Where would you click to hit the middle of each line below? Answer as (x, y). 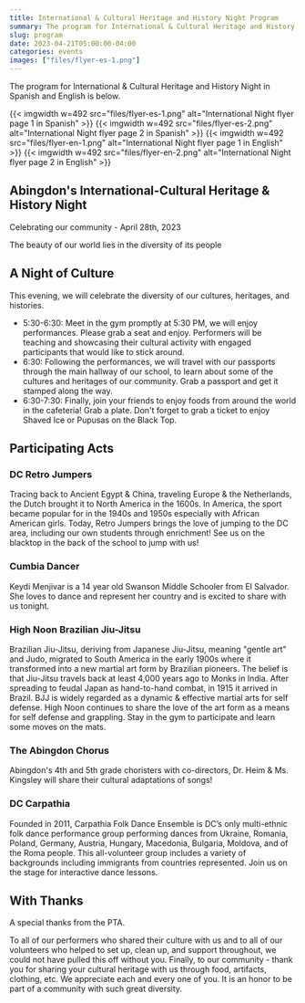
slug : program (36, 35)
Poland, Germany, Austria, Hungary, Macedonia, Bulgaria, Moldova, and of (149, 843)
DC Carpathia (40, 804)
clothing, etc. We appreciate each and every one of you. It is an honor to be (151, 979)
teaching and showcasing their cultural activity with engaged (137, 342)
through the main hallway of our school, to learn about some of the (148, 371)
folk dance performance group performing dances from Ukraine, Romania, (149, 833)
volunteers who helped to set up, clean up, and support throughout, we (143, 950)
